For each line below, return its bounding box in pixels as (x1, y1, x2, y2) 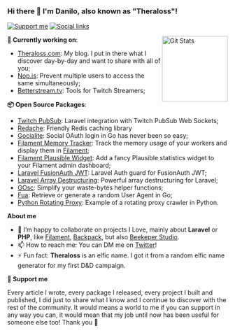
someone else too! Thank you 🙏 (7, 318, 99, 327)
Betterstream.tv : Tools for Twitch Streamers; (17, 87, 145, 95)
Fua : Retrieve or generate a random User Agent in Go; (17, 191, 173, 199)
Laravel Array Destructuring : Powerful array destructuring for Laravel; (17, 176, 218, 185)
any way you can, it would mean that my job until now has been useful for (7, 311, 220, 319)
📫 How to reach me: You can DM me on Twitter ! (17, 241, 157, 249)
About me (7, 212, 37, 220)
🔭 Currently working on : (7, 36, 78, 44)
